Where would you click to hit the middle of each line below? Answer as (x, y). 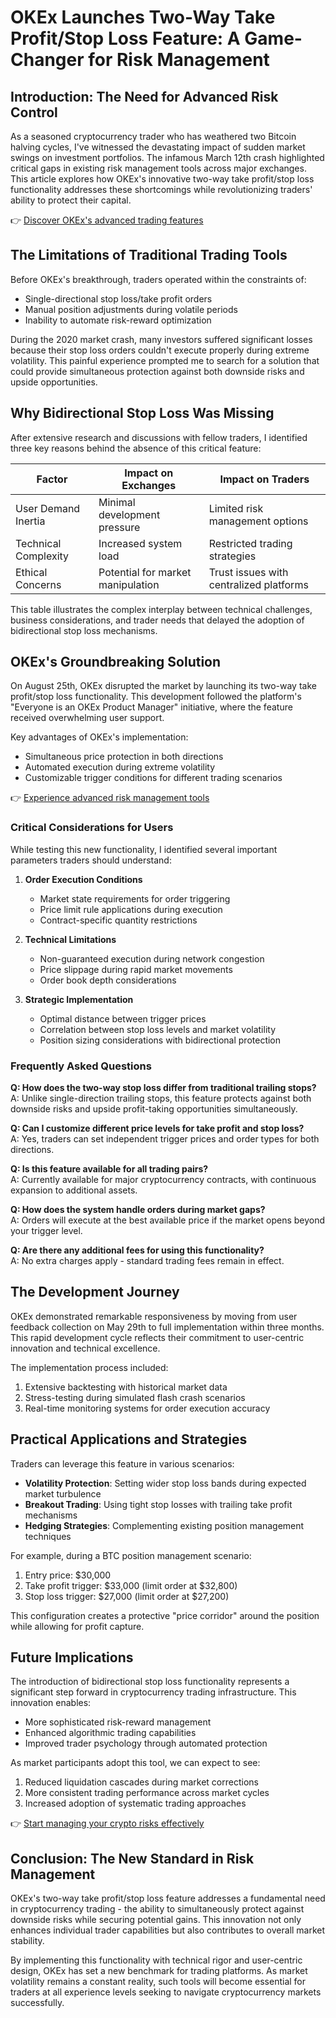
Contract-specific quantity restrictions (118, 920)
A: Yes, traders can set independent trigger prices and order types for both (165, 1139)
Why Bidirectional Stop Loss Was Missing (142, 413)
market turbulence (63, 1493)
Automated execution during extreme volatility (120, 767)
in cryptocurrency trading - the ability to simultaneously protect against (157, 1909)
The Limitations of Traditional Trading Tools (149, 255)
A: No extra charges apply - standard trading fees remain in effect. (147, 1261)
